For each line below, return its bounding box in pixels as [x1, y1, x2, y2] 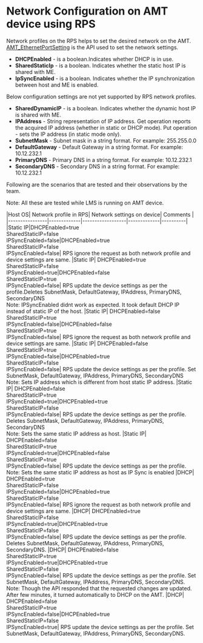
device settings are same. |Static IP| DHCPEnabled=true [6, 256, 147, 263]
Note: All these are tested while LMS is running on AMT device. [6, 199, 164, 206]
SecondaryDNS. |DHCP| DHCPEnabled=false [6, 546, 119, 553]
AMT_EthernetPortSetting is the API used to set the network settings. [6, 44, 179, 51]
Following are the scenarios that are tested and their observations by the [6, 181, 188, 188]
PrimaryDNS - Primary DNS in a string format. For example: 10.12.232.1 [15, 156, 192, 163]
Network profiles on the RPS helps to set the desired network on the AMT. [6, 37, 191, 44]
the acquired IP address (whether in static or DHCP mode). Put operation [15, 124, 197, 131]
